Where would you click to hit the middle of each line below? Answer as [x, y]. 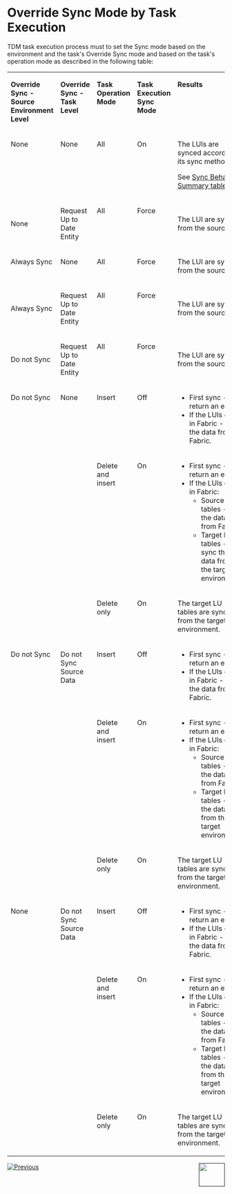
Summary [193, 185]
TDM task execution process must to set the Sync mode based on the [106, 46]
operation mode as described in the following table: [80, 61]
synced [189, 152]
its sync [190, 161]
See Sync [193, 176]
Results [190, 84]
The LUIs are [198, 144]
